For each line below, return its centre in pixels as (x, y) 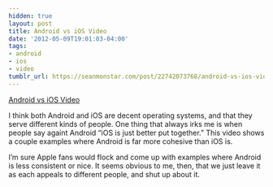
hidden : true (30, 16)
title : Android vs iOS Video (58, 31)
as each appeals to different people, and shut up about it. (104, 174)
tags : (17, 46)
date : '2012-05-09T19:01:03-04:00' (69, 39)
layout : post (30, 24)
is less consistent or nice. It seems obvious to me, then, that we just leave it (134, 165)
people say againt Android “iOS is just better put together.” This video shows (136, 133)
